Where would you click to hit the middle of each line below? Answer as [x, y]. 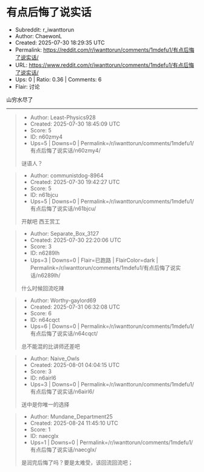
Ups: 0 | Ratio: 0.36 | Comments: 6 [58, 79]
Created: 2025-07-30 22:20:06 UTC [76, 240]
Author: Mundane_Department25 [71, 416]
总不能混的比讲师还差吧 [50, 346]
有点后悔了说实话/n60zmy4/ [66, 150]
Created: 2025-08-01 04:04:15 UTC [75, 364]
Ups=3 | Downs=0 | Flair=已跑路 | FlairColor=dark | [94, 260]
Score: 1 [40, 429]
